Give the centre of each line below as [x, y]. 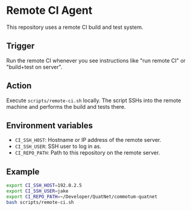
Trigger [20, 46]
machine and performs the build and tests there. [66, 106]
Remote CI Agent [49, 11]
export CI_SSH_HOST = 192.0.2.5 [44, 186]
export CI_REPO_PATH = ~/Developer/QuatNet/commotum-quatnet [82, 197]
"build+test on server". [34, 67]
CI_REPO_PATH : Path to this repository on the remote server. [87, 153]
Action [19, 86]
